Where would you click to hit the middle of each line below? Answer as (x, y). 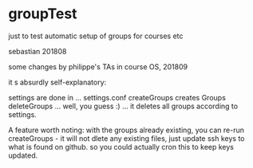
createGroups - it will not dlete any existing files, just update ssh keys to (126, 138)
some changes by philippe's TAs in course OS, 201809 (98, 66)
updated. (23, 155)
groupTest (43, 14)
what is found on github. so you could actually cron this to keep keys (121, 147)
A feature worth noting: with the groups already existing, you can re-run (126, 130)
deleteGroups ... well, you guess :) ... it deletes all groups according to (123, 106)
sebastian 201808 (38, 51)
